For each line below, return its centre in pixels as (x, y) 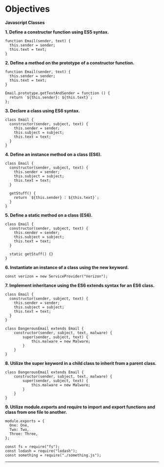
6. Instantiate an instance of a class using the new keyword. (67, 267)
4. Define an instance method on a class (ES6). (53, 154)
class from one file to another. (36, 412)
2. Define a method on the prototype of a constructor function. (70, 63)
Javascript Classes (25, 22)
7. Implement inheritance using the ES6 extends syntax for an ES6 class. (80, 285)
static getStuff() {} (31, 254)
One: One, (19, 425)
